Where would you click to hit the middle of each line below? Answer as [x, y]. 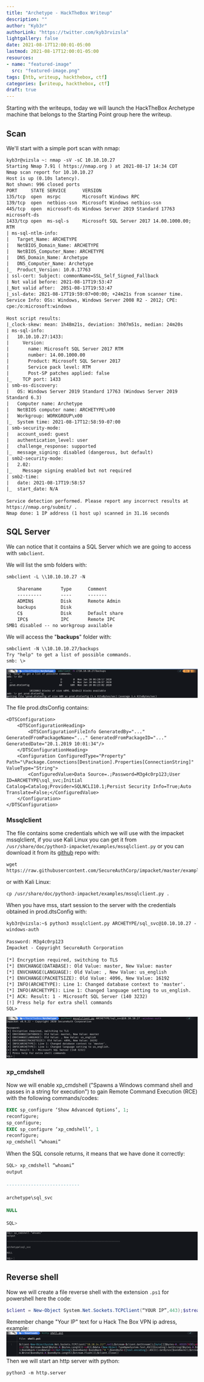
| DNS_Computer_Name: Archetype [50, 264]
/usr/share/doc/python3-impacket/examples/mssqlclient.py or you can [95, 846]
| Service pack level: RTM [49, 367]
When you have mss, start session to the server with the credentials [91, 905]
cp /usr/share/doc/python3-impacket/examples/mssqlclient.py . [88, 894]
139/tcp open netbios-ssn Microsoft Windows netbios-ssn [84, 203]
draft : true [21, 90]
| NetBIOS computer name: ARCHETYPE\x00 [61, 410]
